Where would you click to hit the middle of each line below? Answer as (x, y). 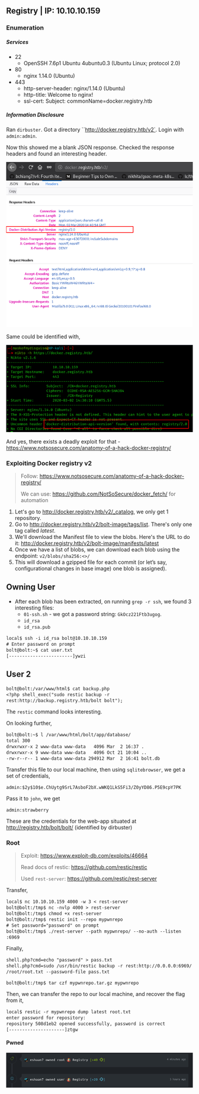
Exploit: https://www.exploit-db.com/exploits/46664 (84, 855)
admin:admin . (22, 136)
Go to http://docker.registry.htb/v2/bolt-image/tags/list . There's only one (103, 524)
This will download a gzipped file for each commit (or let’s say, (91, 562)
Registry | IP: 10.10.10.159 (53, 11)
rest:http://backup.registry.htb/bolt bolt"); (65, 700)
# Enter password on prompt (41, 644)
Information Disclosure (35, 115)
